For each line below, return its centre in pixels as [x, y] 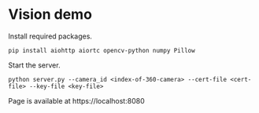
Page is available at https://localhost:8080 [76, 100]
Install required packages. [50, 36]
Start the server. [34, 65]
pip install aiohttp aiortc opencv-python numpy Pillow [102, 50]
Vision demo [50, 15]
